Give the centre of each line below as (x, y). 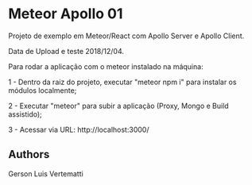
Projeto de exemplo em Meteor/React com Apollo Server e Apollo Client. (126, 36)
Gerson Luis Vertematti (46, 173)
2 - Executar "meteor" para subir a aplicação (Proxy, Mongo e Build (118, 106)
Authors (29, 154)
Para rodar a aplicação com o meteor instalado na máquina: (106, 66)
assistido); (25, 114)
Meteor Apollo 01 (66, 14)
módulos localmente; (43, 90)
